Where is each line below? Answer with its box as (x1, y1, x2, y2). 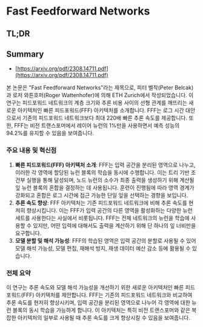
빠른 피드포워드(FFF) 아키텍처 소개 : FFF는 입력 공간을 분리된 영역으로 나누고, (15, 161, 196, 168)
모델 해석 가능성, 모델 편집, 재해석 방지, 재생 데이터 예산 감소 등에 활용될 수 (15, 244, 191, 252)
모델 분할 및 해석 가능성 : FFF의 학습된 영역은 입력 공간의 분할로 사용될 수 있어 (15, 237, 196, 244)
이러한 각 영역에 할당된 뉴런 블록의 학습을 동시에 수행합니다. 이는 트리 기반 (15, 169, 190, 176)
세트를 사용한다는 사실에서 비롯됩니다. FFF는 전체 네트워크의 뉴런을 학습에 (15, 214, 190, 221)
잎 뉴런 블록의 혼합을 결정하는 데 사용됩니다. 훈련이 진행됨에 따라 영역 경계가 (15, 184, 195, 191)
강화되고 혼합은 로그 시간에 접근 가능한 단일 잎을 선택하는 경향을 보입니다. (15, 191, 188, 198)
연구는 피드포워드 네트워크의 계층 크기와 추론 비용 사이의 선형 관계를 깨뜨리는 (6, 99, 188, 107)
